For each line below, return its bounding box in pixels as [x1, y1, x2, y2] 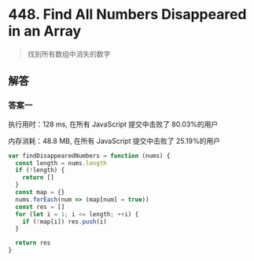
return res [15, 239, 51, 247]
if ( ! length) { [15, 167, 65, 175]
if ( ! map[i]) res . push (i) [22, 218, 108, 226]
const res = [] [15, 203, 65, 211]
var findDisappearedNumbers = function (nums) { [8, 152, 171, 160]
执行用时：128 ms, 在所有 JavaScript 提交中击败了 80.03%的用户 [8, 119, 219, 129]
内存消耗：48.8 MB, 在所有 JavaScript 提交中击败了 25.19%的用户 [8, 136, 220, 145]
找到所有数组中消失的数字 [27, 49, 111, 58]
